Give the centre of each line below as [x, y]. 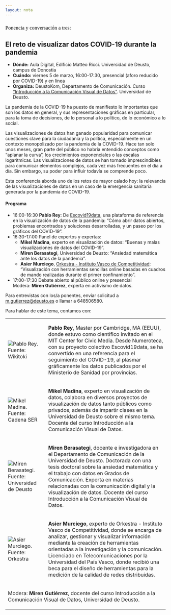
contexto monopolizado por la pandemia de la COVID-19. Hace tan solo [80, 144]
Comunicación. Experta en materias [91, 479]
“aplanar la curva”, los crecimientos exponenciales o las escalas [72, 155]
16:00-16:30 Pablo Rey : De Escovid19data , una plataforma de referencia [88, 215]
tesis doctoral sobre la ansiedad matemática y [103, 466]
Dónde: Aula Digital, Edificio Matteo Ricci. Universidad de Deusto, [82, 65]
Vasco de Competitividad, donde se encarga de [105, 530]
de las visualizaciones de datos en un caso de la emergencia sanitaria [78, 186]
